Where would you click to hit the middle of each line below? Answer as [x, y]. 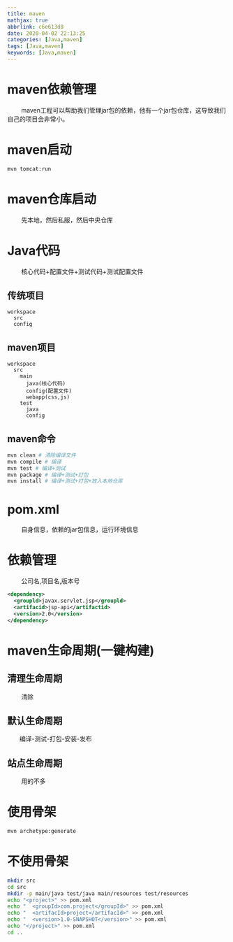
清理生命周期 [35, 679]
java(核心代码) [46, 384]
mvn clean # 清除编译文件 [42, 455]
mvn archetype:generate [42, 832]
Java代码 [34, 251]
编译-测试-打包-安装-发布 [56, 739]
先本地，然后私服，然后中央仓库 [67, 220]
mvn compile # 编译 [35, 462]
